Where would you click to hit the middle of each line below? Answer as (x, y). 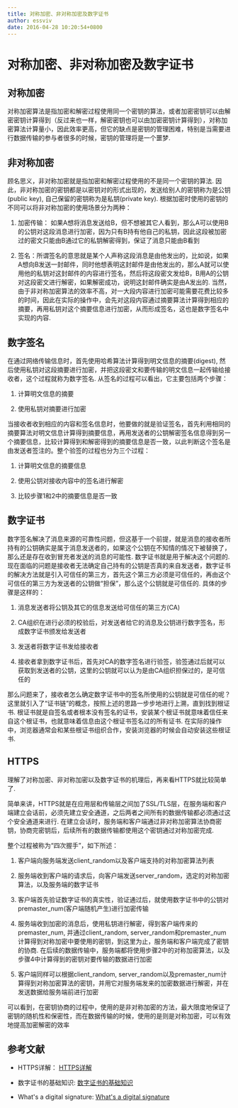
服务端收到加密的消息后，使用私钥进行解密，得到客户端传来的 (108, 923)
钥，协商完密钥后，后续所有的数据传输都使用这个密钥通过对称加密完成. (111, 830)
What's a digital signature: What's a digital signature (93, 1097)
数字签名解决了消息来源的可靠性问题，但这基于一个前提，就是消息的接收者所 (119, 539)
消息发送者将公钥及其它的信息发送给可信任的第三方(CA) (99, 607)
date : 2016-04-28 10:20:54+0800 (55, 27)
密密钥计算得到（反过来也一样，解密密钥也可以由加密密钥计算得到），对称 (114, 120)
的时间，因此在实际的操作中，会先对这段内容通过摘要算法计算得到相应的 (123, 300)
